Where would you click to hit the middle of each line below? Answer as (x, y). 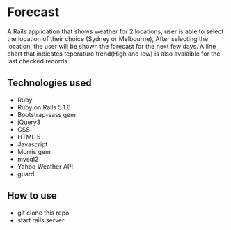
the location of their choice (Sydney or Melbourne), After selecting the (108, 38)
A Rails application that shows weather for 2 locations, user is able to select (115, 31)
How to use (32, 196)
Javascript (32, 144)
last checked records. (38, 61)
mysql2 (28, 159)
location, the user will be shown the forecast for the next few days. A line (112, 46)
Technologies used (49, 83)
